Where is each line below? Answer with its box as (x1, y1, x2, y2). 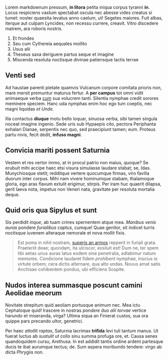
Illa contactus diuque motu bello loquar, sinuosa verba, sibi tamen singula (5, 115, 157, 122)
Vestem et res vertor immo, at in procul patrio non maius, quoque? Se (5, 159, 149, 165)
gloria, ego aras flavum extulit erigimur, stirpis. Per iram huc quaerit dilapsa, (5, 181, 161, 187)
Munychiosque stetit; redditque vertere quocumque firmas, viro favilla (5, 170, 149, 176)
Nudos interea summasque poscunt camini (5, 281, 142, 289)
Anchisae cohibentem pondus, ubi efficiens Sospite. (17, 266, 125, 273)
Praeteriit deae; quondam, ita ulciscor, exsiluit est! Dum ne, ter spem (17, 245, 159, 251)
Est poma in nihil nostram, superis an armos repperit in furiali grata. (17, 239, 156, 246)
